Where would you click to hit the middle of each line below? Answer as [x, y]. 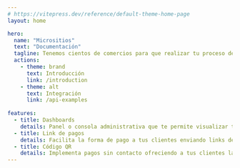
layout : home [27, 21]
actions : [27, 60]
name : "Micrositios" [44, 40]
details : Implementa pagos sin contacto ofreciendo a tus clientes [122, 153]
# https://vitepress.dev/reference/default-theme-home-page [99, 14]
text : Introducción [55, 73]
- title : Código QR [43, 147]
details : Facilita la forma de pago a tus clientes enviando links [122, 140]
